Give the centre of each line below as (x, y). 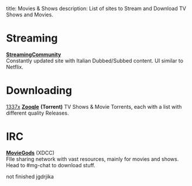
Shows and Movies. (30, 15)
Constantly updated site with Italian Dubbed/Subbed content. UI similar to (95, 60)
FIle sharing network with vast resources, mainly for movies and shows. (92, 159)
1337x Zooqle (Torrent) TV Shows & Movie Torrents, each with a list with (94, 106)
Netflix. (15, 67)
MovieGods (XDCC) (30, 153)
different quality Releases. (37, 113)
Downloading (39, 91)
